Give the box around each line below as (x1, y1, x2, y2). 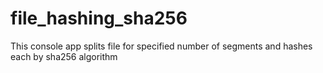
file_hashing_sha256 (10, 7, 188, 30)
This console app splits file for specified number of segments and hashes (10, 40, 313, 52)
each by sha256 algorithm (10, 50, 118, 62)
